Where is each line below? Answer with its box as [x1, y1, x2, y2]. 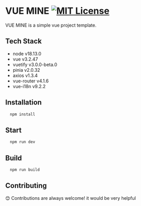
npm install [10, 112, 36, 117]
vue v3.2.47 [12, 56, 38, 62]
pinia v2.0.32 [12, 67, 40, 73]
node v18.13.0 [12, 50, 42, 56]
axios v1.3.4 [12, 72, 38, 78]
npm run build [10, 167, 40, 172]
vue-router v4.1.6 [12, 77, 49, 84]
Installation [5, 98, 42, 107]
